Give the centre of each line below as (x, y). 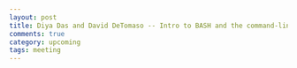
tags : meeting (35, 50)
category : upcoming (45, 42)
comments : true (37, 34)
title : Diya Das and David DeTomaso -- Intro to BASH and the (126, 26)
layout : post (33, 17)
